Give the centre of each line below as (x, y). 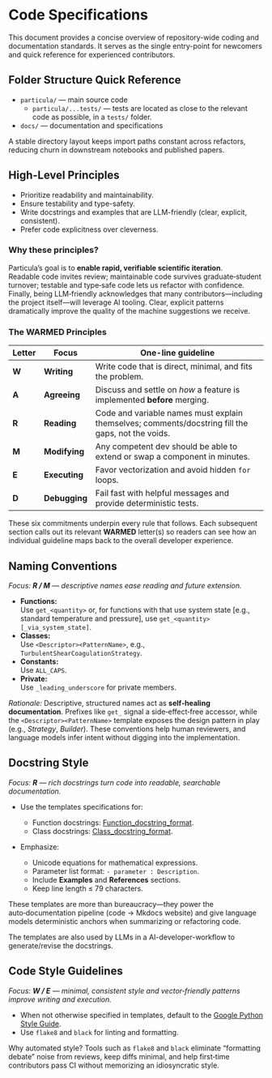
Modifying (64, 451)
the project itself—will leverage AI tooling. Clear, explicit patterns (116, 302)
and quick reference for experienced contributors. (92, 54)
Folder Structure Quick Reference (95, 80)
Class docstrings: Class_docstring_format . (102, 831)
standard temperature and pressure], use (89, 618)
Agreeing (62, 395)
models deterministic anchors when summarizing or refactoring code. (125, 921)
